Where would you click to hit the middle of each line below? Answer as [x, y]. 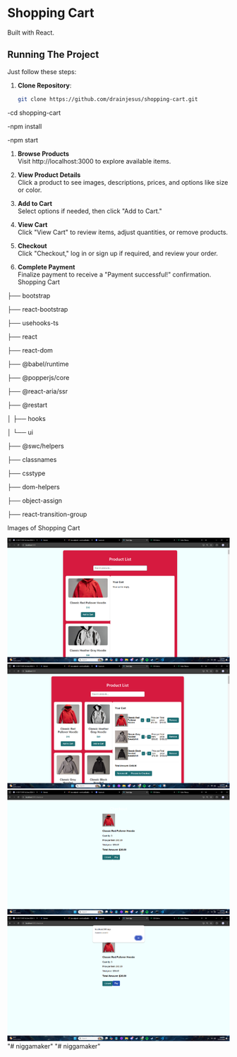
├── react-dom [30, 350]
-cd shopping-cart [34, 112]
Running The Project [53, 55]
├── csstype [26, 473]
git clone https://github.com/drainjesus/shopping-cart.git [108, 99]
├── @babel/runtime [38, 364]
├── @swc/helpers [36, 446]
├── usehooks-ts [33, 323]
